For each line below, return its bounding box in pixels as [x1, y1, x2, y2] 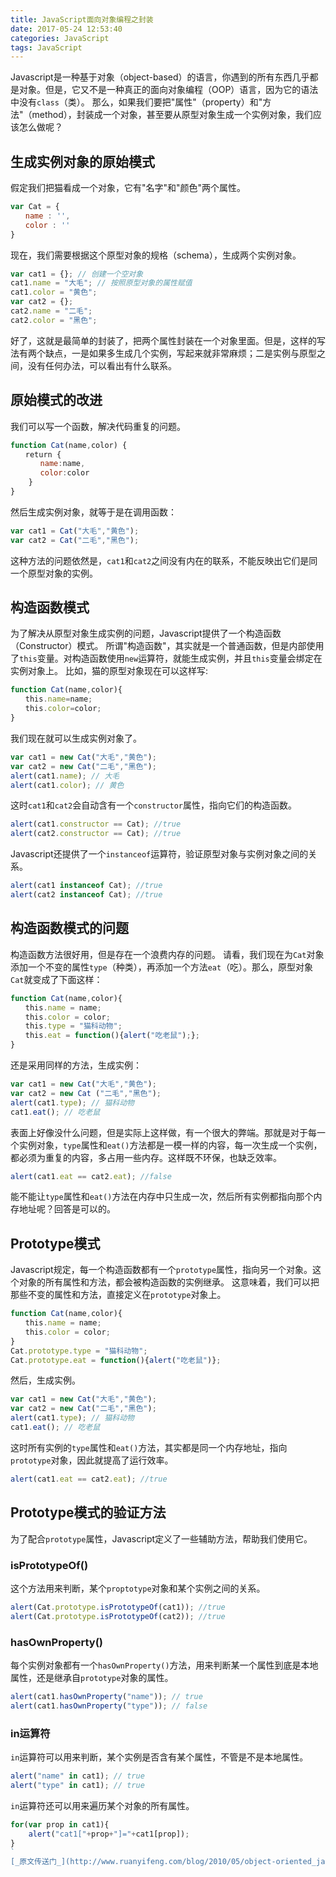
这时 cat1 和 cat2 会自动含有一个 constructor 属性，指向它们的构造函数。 [10, 799, 298, 811]
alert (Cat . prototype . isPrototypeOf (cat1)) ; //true [10, 1602, 226, 1612]
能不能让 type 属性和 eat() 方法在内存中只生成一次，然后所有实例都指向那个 [10, 1191, 314, 1203]
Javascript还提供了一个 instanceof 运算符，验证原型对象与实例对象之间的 [10, 848, 309, 860]
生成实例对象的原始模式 [10, 153, 155, 170]
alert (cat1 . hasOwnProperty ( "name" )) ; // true [10, 1691, 203, 1701]
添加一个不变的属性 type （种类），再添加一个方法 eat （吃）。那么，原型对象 [10, 961, 314, 973]
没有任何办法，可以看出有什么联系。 [27, 359, 177, 371]
